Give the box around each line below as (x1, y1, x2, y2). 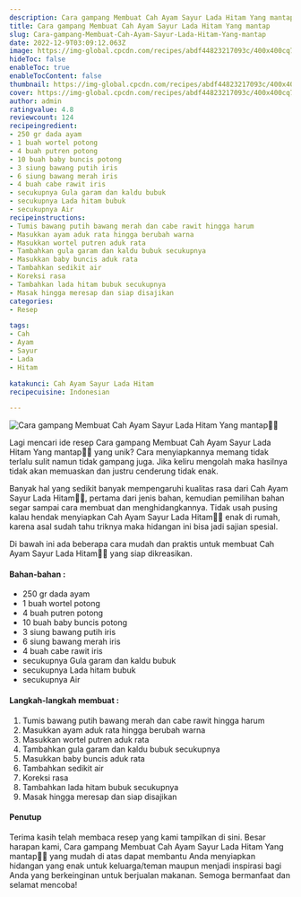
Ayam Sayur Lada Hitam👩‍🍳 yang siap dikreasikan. (9, 548, 193, 559)
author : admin (9, 96, 63, 106)
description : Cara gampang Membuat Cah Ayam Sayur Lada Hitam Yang (9, 13, 267, 22)
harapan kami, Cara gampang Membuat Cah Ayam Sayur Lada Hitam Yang (9, 840, 284, 852)
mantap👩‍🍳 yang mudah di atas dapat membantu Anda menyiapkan (9, 850, 256, 861)
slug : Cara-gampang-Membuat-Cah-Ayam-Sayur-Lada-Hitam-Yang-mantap (9, 30, 267, 39)
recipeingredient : (9, 122, 78, 131)
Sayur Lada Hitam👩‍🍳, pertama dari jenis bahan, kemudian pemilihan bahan (9, 492, 285, 503)
